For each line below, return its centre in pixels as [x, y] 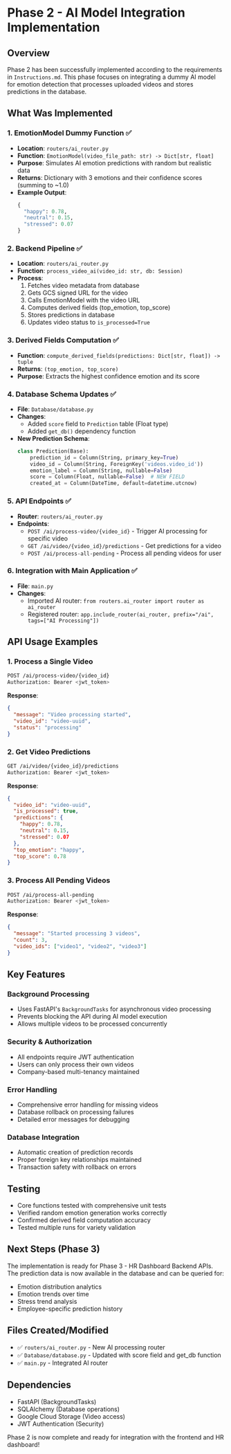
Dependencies [39, 1385]
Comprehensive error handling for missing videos [88, 1105]
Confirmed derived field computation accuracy [84, 1220]
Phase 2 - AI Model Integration [96, 13]
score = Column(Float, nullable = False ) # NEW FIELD [108, 477]
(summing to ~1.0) [43, 185]
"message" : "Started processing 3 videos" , [77, 934]
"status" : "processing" [47, 727]
